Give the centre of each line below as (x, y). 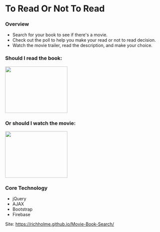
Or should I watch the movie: (40, 123)
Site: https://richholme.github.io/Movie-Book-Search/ (60, 224)
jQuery (19, 199)
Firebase (21, 215)
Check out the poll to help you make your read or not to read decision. (84, 40)
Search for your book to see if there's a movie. (60, 35)
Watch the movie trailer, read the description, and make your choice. (82, 46)
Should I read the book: (34, 58)
